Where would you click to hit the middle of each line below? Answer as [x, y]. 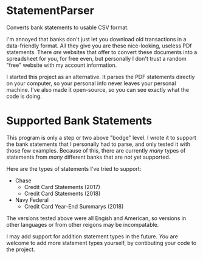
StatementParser [50, 11]
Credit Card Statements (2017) [62, 187]
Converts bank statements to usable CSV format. [67, 27]
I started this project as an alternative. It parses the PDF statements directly [101, 77]
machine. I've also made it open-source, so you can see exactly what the [98, 89]
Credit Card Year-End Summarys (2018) [74, 206]
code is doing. [24, 96]
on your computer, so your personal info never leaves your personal [91, 83]
